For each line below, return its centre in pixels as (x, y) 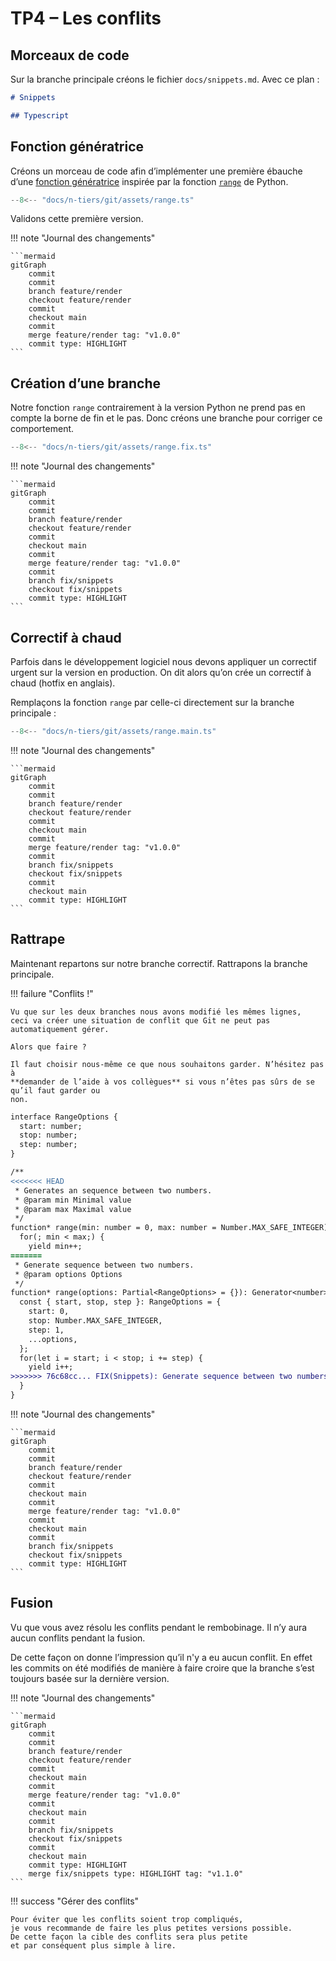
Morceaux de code (70, 55)
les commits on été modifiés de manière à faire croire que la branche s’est (162, 1668)
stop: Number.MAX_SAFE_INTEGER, (95, 1321)
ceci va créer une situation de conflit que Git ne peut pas (140, 1020)
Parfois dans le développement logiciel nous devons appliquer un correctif (163, 661)
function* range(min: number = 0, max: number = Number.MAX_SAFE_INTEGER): (171, 1228)
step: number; (48, 1145)
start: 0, (49, 1312)
